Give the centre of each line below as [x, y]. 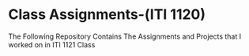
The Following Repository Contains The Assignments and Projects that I [125, 36]
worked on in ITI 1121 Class [52, 44]
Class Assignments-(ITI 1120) [107, 15]
